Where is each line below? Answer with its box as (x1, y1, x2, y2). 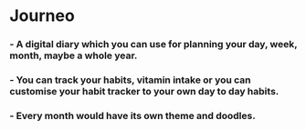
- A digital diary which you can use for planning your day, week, (9, 38, 298, 51)
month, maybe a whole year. (9, 49, 138, 62)
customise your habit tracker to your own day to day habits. (9, 85, 280, 98)
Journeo (9, 5, 75, 26)
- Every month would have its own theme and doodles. (9, 109, 256, 122)
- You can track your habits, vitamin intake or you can (9, 74, 251, 86)
